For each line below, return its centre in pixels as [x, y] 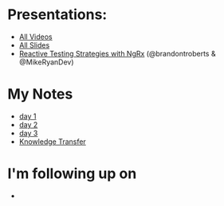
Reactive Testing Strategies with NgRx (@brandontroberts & [117, 53]
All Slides [34, 45]
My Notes [40, 94]
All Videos [35, 37]
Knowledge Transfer [53, 142]
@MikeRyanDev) [46, 62]
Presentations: [57, 15]
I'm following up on [72, 174]
